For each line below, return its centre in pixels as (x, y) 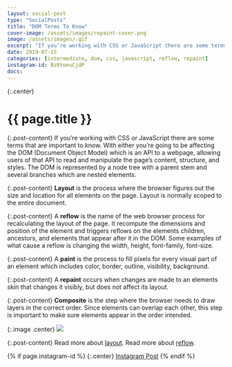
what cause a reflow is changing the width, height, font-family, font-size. (110, 245)
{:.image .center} (31, 330)
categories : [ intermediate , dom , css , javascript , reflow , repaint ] (108, 59)
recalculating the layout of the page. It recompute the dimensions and (106, 224)
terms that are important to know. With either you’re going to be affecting (111, 145)
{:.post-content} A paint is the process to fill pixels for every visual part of (112, 259)
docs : (15, 71)
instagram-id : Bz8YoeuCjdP (46, 65)
